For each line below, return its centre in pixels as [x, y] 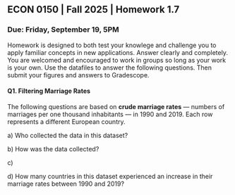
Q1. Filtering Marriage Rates [49, 91]
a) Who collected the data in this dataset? [68, 135]
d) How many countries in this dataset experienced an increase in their [110, 176]
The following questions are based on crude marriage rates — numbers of [116, 106]
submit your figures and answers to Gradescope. [78, 75]
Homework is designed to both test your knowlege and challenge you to [112, 45]
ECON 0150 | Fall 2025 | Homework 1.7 [94, 10]
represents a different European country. [66, 121]
